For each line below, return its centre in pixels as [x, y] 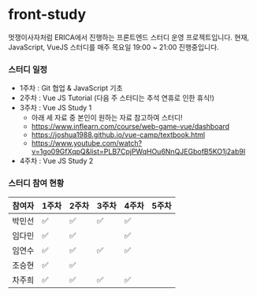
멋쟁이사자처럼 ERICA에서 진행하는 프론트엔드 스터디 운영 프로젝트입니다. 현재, [129, 37]
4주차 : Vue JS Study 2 [56, 161]
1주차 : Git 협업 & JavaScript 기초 [71, 88]
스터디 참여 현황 [36, 183]
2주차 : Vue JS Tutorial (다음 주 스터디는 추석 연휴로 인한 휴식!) [117, 98]
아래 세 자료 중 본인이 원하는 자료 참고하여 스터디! [107, 118]
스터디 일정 [28, 69]
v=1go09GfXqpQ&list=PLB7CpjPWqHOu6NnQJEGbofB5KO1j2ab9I [138, 152]
